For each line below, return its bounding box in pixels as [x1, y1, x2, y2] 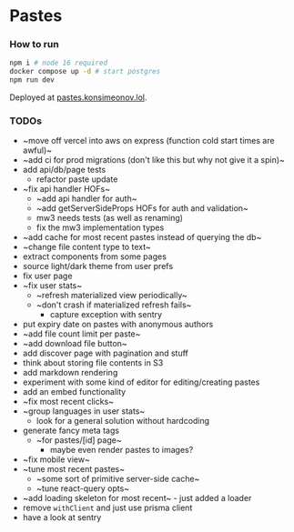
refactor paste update [35, 174, 118, 185]
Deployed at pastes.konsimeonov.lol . [9, 92, 147, 103]
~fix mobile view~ [22, 454, 91, 465]
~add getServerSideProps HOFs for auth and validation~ [35, 203, 248, 214]
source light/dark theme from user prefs [22, 261, 174, 272]
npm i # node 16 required [9, 58, 107, 68]
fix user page [22, 270, 73, 282]
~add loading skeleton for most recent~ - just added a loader [22, 493, 252, 504]
